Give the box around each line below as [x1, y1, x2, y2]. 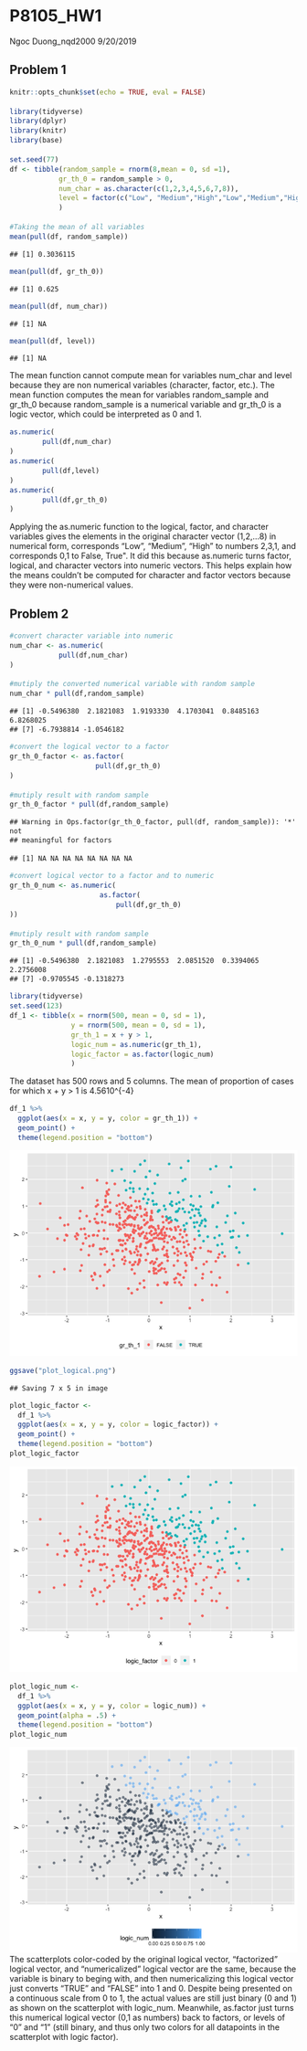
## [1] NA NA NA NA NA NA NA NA [9, 854, 132, 863]
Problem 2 [9, 606, 69, 621]
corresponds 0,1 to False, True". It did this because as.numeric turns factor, [9, 550, 292, 562]
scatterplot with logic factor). [9, 2032, 119, 2043]
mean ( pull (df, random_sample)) [9, 232, 129, 241]
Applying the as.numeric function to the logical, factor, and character [9, 522, 270, 533]
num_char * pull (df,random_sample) [9, 689, 145, 699]
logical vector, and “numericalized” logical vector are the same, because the [9, 1963, 297, 1974]
